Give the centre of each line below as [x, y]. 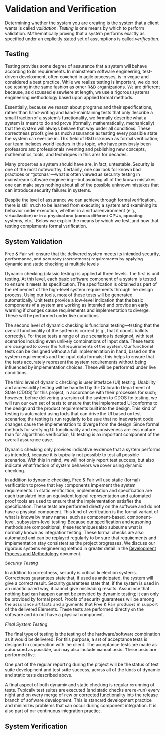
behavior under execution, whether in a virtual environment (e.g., [71, 210]
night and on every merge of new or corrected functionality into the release [82, 695]
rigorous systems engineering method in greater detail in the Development [81, 548]
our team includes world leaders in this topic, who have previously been [78, 144]
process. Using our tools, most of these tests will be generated [69, 295]
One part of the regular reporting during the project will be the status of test [82, 664]
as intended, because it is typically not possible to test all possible [72, 454]
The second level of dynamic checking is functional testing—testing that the [82, 325]
